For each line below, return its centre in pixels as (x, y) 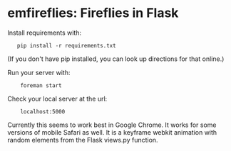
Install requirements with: (45, 33)
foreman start (41, 85)
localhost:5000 (43, 111)
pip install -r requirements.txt (66, 45)
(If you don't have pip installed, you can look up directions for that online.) (116, 59)
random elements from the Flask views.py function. (83, 140)
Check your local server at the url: (57, 99)
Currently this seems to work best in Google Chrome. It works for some (112, 125)
